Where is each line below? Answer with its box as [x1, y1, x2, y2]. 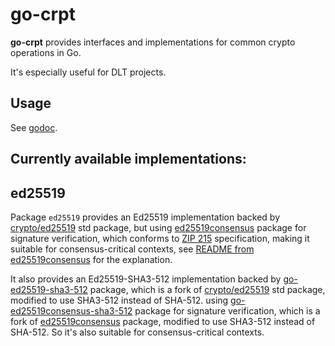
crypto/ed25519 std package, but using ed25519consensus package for [10, 221, 307, 233]
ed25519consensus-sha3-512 [10, 304, 133, 317]
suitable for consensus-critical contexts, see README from [10, 243, 255, 255]
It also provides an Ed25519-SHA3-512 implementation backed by [10, 273, 282, 285]
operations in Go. [10, 46, 82, 58]
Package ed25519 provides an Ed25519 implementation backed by [10, 211, 281, 223]
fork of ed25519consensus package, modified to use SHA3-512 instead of [10, 315, 316, 327]
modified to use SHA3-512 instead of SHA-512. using [10, 294, 229, 306]
